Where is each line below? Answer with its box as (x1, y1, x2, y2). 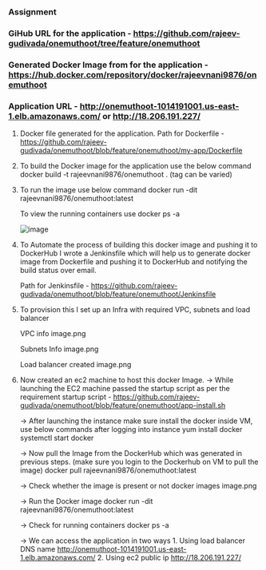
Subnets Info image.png (19, 344, 99, 354)
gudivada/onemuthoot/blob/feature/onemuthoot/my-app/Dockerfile (19, 146, 243, 156)
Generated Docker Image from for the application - (8, 59, 209, 70)
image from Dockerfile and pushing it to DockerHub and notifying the (19, 257, 248, 267)
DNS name (19, 544, 56, 554)
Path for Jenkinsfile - (19, 281, 89, 291)
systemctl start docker (19, 433, 94, 443)
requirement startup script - (19, 392, 112, 402)
